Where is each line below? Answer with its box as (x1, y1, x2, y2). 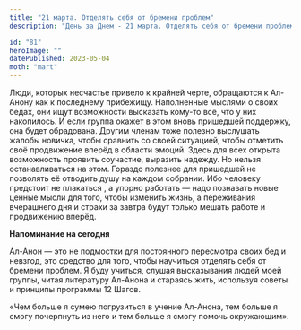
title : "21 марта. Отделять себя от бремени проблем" (9, 13, 215, 22)
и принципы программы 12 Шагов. (9, 284, 142, 294)
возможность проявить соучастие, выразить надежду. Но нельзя (9, 154, 262, 164)
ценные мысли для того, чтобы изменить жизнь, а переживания (9, 192, 256, 203)
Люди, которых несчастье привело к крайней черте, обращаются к (9, 87, 269, 98)
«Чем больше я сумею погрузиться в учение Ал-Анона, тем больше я (9, 301, 279, 312)
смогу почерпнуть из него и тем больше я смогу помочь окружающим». (9, 311, 289, 321)
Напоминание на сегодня (9, 229, 110, 239)
